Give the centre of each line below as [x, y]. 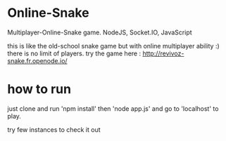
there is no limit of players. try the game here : [74, 53]
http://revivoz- [163, 53]
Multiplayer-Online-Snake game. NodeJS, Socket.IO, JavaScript [100, 32]
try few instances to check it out [54, 129]
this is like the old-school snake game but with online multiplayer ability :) [113, 46]
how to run [39, 89]
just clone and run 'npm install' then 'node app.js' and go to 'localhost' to [113, 108]
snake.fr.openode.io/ [38, 60]
